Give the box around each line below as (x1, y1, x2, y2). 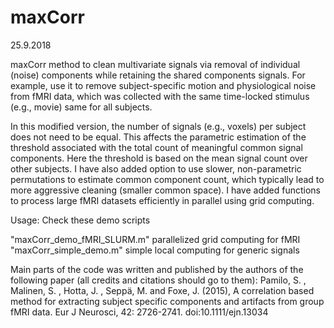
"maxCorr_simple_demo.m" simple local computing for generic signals (10, 244, 300, 256)
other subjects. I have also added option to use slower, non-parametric (10, 162, 302, 175)
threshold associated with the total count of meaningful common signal (10, 141, 303, 153)
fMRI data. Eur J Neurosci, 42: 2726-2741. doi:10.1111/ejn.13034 (10, 306, 269, 318)
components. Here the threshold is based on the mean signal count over (10, 152, 308, 164)
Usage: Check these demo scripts (10, 214, 151, 226)
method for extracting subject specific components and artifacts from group (10, 295, 325, 307)
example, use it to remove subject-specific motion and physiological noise (10, 79, 317, 91)
